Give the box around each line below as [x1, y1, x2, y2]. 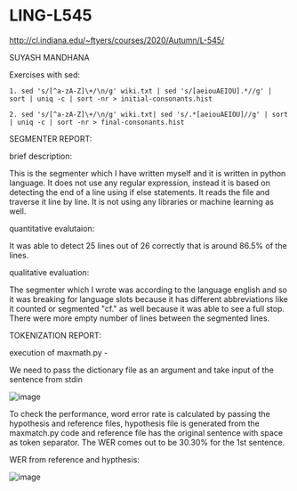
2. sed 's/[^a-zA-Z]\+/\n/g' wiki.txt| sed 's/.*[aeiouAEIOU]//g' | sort [9, 110, 289, 119]
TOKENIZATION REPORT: [9, 330, 102, 340]
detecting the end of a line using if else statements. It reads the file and [9, 186, 270, 197]
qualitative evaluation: [9, 266, 90, 277]
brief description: [9, 151, 73, 161]
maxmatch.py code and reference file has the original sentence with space [9, 427, 283, 438]
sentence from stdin [9, 373, 83, 384]
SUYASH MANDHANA [9, 52, 91, 62]
